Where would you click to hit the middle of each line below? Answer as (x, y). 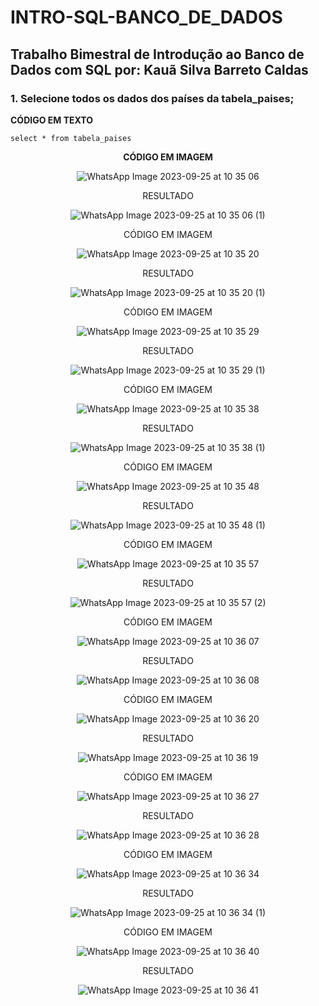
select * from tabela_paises (71, 138)
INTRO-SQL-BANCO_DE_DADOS (146, 17)
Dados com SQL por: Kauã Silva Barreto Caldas (159, 69)
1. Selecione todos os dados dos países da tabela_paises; (152, 98)
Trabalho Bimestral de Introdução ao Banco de (157, 54)
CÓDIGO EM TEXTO (51, 120)
